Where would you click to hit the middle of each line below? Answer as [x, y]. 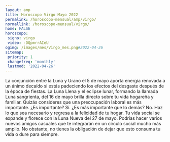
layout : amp [18, 10]
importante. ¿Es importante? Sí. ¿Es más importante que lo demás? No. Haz [84, 108]
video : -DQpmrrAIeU [28, 43]
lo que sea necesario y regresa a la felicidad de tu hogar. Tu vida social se [82, 113]
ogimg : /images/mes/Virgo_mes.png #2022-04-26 [54, 48]
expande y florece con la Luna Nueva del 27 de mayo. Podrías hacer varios [84, 118]
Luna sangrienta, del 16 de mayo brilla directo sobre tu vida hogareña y [79, 97]
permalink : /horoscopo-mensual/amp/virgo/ [51, 19]
